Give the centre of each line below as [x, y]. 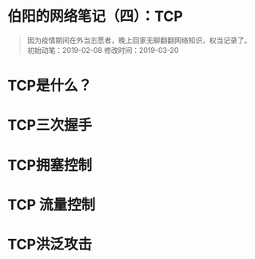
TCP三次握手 [50, 125]
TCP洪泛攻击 [50, 244]
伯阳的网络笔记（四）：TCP [95, 16]
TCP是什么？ [50, 86]
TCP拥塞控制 [50, 165]
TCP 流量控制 [52, 204]
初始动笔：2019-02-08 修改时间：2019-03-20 [103, 50]
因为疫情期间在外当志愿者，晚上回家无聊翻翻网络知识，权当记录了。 [139, 40]
